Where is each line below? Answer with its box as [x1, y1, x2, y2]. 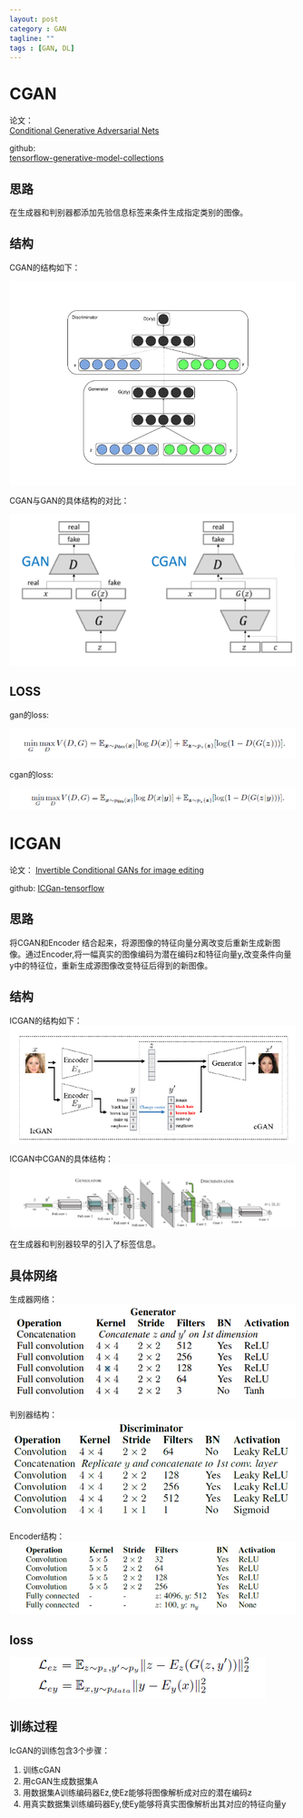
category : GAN [9, 24, 67, 34]
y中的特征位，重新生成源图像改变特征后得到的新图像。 [9, 959, 213, 970]
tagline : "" [9, 34, 54, 43]
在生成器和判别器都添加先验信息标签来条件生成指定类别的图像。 [9, 207, 248, 217]
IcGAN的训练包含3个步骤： [9, 1744, 111, 1755]
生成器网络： [9, 1294, 57, 1305]
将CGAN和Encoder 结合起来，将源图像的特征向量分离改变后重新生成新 [9, 937, 273, 948]
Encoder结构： [9, 1531, 65, 1542]
